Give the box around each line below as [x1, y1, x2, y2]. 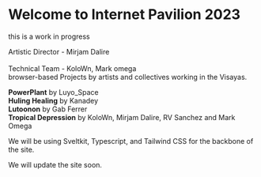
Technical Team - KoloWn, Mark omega [8, 63, 137, 73]
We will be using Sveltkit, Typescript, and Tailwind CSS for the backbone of [8, 136, 254, 145]
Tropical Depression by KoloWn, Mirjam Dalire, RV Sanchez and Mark [8, 112, 236, 122]
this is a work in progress [8, 32, 90, 41]
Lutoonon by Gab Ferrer [8, 104, 88, 114]
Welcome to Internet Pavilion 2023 [8, 6, 241, 24]
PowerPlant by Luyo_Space [8, 87, 99, 96]
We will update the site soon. [8, 160, 103, 169]
